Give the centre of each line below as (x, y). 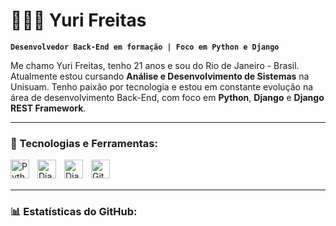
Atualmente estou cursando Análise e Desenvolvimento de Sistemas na (160, 76)
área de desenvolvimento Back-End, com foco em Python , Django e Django (167, 97)
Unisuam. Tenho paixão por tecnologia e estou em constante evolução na (162, 86)
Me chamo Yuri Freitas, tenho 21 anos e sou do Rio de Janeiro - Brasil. (155, 65)
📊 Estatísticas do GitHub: (74, 212)
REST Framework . (48, 108)
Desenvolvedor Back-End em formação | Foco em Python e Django (145, 47)
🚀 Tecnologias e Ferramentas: (84, 143)
